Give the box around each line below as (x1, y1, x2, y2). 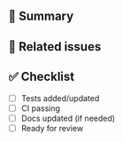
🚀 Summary (8, 9, 74, 24)
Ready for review (20, 122, 84, 133)
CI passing (20, 103, 61, 114)
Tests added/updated (20, 92, 100, 103)
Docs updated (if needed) (20, 113, 116, 123)
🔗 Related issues (8, 39, 102, 54)
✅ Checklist (8, 69, 75, 84)
